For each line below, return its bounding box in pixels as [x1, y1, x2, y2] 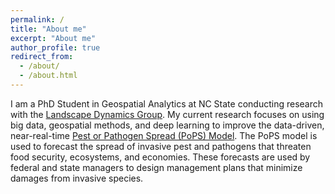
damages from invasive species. [10, 172, 144, 184]
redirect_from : [10, 52, 74, 62]
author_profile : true [10, 42, 101, 53]
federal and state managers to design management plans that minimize [10, 161, 303, 173]
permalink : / [10, 14, 65, 25]
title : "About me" [10, 24, 87, 34]
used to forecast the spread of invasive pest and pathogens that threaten [10, 140, 312, 152]
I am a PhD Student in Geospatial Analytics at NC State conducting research [10, 97, 323, 110]
